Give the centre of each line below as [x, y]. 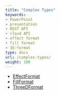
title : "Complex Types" [31, 10]
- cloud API [18, 34]
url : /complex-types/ [28, 57]
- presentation [21, 24]
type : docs [17, 52]
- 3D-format [18, 48]
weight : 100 [18, 62]
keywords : [16, 15]
